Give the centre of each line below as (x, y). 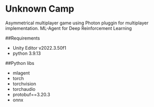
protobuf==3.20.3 (31, 94)
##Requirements (23, 38)
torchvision (24, 84)
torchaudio (24, 89)
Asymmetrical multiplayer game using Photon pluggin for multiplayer (77, 23)
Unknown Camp (40, 9)
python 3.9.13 (27, 53)
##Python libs (20, 63)
